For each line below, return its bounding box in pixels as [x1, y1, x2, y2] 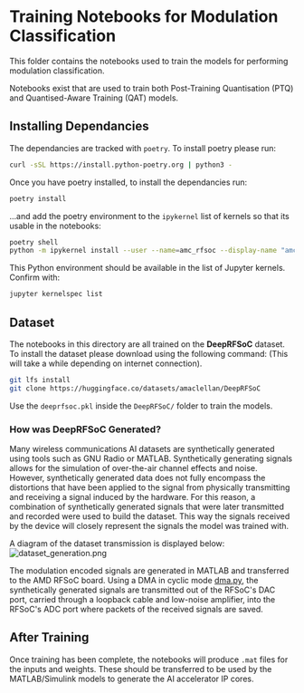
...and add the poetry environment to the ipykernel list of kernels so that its [9, 210, 290, 221]
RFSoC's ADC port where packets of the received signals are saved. [9, 603, 264, 614]
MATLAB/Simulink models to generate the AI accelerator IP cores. [9, 673, 254, 684]
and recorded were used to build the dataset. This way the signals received [9, 510, 290, 522]
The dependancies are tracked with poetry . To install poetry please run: [9, 142, 277, 153]
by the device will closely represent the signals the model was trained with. [9, 520, 290, 531]
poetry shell [9, 237, 59, 246]
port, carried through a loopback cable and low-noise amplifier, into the [9, 593, 276, 604]
